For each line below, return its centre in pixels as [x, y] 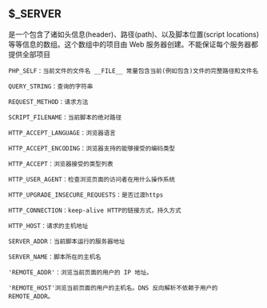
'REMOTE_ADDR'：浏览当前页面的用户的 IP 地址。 [81, 272]
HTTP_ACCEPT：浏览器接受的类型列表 [61, 164]
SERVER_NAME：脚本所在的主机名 [55, 257]
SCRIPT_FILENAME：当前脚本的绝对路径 [65, 117]
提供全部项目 [29, 54]
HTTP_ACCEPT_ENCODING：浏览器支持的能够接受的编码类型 [92, 148]
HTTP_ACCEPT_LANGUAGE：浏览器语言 [62, 133]
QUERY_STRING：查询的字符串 [51, 86]
